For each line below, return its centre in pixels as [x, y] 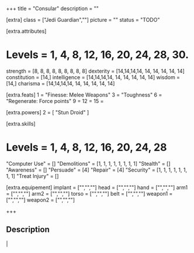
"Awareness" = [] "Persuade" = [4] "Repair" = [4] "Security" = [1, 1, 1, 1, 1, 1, [97, 170]
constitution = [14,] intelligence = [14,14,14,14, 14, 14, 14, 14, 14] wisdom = [93, 77]
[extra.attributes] [26, 31]
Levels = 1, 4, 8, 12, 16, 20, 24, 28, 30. [97, 55]
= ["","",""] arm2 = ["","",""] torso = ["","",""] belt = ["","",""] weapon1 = [89, 193]
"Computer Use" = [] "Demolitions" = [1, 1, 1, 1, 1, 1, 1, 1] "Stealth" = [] [88, 163]
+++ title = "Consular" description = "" [53, 8]
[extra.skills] [21, 124]
